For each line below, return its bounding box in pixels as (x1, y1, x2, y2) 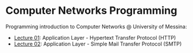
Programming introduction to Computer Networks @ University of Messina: (5, 23, 187, 30)
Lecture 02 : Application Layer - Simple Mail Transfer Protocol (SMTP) (13, 40, 182, 47)
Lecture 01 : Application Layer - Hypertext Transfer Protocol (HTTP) (13, 34, 177, 41)
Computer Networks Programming (5, 4, 177, 17)
